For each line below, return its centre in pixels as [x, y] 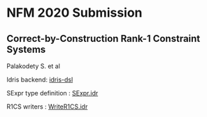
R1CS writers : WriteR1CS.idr [47, 107]
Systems [26, 49]
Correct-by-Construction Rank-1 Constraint [103, 39]
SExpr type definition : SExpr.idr [52, 93]
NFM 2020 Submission [74, 13]
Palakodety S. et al [34, 66]
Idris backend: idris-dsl [40, 79]
